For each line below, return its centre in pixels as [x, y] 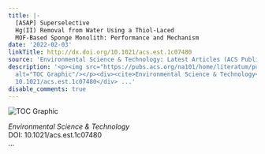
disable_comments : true [47, 89]
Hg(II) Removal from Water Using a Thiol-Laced [95, 30]
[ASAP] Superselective [52, 23]
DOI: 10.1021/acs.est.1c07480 [55, 135]
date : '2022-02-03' [40, 45]
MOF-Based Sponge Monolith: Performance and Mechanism [107, 38]
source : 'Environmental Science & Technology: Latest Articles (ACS [123, 60]
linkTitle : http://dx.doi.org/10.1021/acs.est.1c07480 [100, 52]
